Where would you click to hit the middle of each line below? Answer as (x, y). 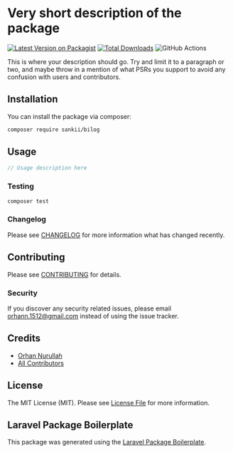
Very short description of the (95, 13)
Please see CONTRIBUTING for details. (65, 274)
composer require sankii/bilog (54, 130)
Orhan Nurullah (40, 355)
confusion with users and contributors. (64, 77)
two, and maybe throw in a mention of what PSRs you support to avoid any (116, 69)
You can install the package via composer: (69, 116)
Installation (33, 99)
